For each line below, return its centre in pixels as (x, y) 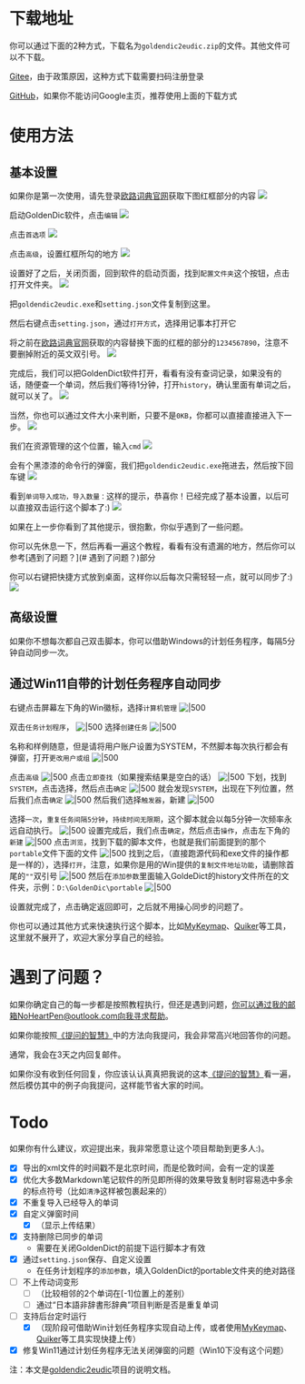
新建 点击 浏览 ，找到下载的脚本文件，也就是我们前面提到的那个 (138, 842)
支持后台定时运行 (54, 1317)
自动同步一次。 (45, 652)
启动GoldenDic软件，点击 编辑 (64, 215)
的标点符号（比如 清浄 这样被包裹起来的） (97, 1191)
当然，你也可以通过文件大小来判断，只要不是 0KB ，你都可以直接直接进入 (143, 415)
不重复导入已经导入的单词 (70, 1202)
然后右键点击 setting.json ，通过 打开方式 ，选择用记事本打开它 (123, 323)
